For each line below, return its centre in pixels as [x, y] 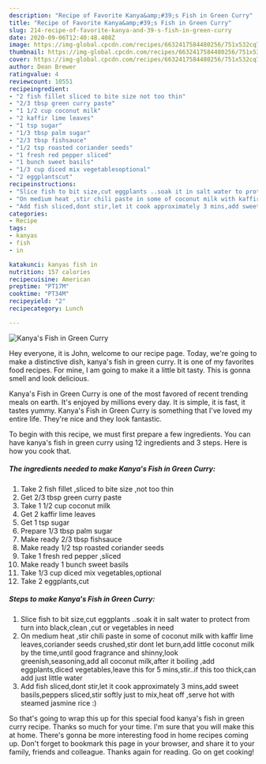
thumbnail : [27, 52]
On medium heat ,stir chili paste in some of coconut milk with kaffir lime [137, 635]
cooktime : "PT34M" [39, 294]
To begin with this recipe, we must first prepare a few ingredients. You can [130, 434]
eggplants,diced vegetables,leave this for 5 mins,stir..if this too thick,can [138, 669]
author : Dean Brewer [43, 67]
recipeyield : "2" [37, 301]
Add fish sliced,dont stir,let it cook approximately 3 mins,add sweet [129, 686]
